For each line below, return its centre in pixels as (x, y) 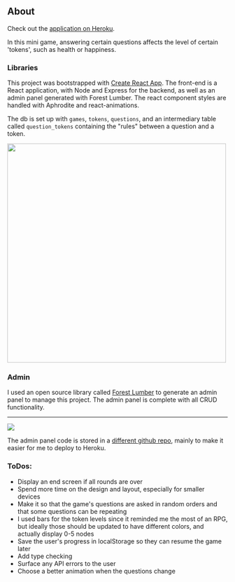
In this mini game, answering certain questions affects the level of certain (113, 42)
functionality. (26, 407)
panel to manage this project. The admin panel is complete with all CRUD (112, 400)
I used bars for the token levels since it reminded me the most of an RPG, (122, 519)
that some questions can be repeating (72, 511)
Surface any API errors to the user (67, 563)
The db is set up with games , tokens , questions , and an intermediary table (112, 119)
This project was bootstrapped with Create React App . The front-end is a (112, 83)
